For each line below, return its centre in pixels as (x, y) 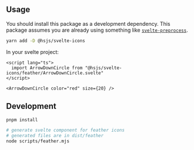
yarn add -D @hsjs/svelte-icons (46, 40)
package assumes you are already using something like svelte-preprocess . (97, 30)
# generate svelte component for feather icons (66, 130)
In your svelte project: (32, 52)
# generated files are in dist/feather (55, 136)
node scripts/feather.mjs (38, 141)
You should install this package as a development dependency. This (88, 23)
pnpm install (22, 120)
